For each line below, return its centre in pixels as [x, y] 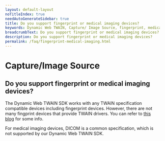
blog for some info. [24, 118]
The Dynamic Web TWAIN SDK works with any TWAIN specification [74, 103]
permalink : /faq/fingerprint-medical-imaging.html [58, 42]
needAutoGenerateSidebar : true [37, 19]
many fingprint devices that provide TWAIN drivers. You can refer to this [78, 114]
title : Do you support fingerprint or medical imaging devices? [72, 23]
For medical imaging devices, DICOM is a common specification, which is [79, 128]
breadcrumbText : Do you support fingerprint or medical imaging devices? [82, 32]
